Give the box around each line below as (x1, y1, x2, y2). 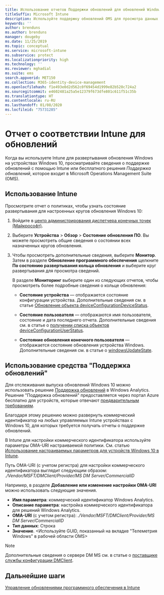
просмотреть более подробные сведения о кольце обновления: (12, 282, 147, 288)
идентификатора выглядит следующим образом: (5, 468, 107, 474)
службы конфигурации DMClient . (5, 557, 74, 563)
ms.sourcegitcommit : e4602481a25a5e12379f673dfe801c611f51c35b (5, 89, 137, 94)
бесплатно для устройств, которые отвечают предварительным (5, 397, 139, 404)
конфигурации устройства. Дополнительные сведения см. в (19, 297, 146, 303)
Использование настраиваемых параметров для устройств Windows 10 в (5, 448, 160, 454)
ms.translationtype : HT (5, 93, 54, 98)
